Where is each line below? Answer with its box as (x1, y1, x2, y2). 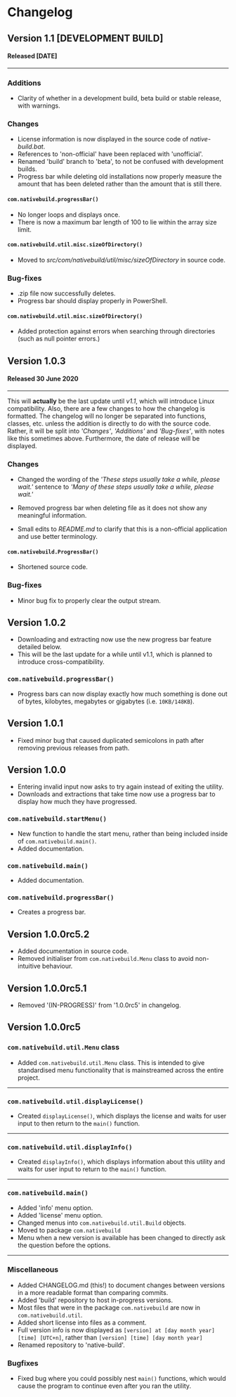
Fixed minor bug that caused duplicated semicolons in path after (17, 736, 204, 744)
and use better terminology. (17, 532, 98, 541)
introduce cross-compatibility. (17, 658, 105, 666)
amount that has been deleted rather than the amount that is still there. (17, 180, 222, 189)
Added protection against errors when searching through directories (17, 327, 216, 336)
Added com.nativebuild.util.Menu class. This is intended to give (17, 1058, 205, 1066)
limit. (17, 225, 32, 234)
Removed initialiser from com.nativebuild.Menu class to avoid (17, 955, 195, 963)
